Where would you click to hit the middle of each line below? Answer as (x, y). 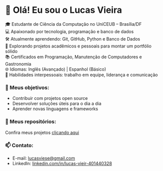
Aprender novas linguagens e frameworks (55, 109)
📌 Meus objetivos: (27, 87)
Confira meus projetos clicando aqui (42, 132)
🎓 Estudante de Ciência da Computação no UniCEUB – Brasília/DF (74, 24)
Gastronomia (18, 64)
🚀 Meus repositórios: (31, 122)
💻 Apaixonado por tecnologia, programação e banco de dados (69, 31)
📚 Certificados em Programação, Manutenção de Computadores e (74, 57)
